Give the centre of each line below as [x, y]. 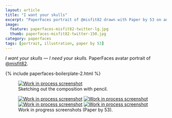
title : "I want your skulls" [36, 15]
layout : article [23, 10]
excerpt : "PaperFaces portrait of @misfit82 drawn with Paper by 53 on [83, 19]
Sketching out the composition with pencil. [63, 89]
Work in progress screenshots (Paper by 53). [66, 110]
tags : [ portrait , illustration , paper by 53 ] [55, 44]
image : [12, 24]
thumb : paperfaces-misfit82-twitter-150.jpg [58, 34]
